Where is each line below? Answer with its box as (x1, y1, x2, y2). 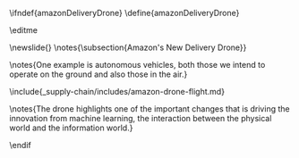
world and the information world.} (9, 122, 133, 133)
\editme (9, 25, 38, 35)
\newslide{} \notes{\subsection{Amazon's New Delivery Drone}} (9, 42, 247, 53)
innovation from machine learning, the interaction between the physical (9, 113, 272, 123)
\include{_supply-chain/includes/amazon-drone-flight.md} (9, 87, 226, 96)
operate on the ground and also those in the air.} (9, 69, 188, 79)
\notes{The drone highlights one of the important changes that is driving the (9, 104, 290, 114)
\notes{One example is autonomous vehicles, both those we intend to (9, 60, 266, 70)
